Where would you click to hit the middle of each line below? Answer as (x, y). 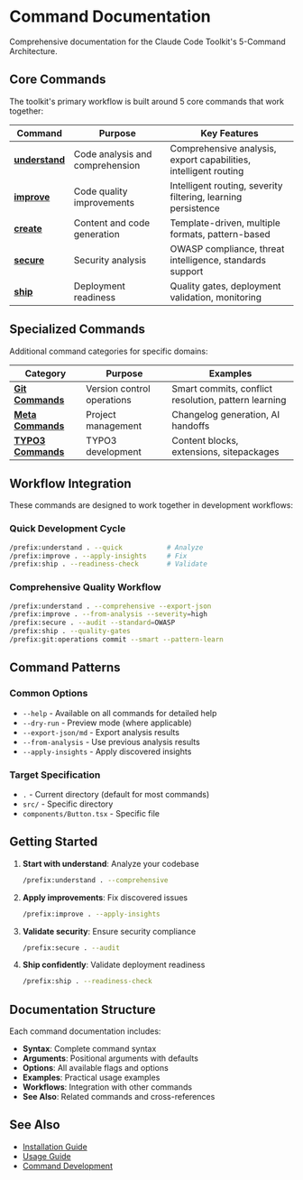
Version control (118, 388)
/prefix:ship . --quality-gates (70, 631)
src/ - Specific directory (68, 804)
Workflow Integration (71, 483)
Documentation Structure (83, 1009)
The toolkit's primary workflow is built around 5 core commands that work (147, 101)
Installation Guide (55, 1147)
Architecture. (34, 51)
